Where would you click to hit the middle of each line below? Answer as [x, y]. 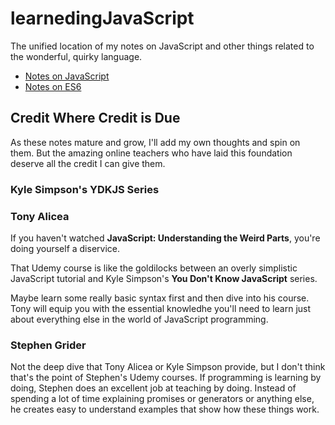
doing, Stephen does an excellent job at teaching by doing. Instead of [153, 388]
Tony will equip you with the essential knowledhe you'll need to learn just [161, 308]
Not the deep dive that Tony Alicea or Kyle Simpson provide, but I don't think [168, 367]
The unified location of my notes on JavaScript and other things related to [162, 46]
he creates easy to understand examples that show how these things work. [165, 409]
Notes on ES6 [53, 86]
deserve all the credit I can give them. [88, 163]
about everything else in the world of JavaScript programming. [139, 319]
